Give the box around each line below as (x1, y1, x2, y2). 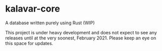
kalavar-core (5, 3, 61, 15)
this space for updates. (5, 40, 53, 46)
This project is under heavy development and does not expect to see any (5, 29, 157, 35)
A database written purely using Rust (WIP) (5, 20, 95, 26)
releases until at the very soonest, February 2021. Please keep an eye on (5, 35, 156, 41)
